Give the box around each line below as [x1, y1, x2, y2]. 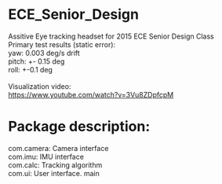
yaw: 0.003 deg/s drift [8, 48, 80, 57]
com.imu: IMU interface [8, 152, 85, 161]
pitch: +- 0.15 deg [8, 57, 65, 66]
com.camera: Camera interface [8, 143, 109, 153]
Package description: [8, 118, 151, 135]
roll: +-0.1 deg [8, 64, 53, 74]
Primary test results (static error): [8, 39, 116, 49]
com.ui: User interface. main [8, 168, 100, 178]
